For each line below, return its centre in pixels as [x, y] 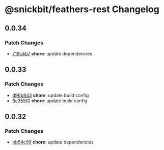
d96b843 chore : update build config [50, 95]
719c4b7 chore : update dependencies [52, 53]
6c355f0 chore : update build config [50, 101]
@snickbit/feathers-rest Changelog [82, 9]
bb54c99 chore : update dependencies [53, 142]
